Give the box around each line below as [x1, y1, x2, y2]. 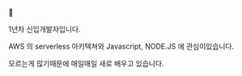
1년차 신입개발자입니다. [8, 24, 81, 34]
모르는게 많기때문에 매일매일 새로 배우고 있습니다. [8, 59, 164, 68]
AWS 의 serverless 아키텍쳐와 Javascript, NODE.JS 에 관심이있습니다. [8, 41, 235, 51]
